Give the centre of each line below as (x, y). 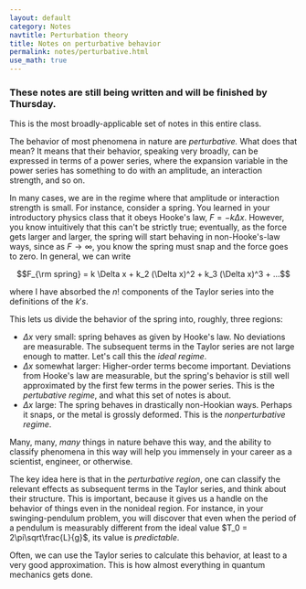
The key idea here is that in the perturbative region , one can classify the (145, 479)
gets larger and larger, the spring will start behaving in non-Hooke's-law (145, 237)
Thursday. (33, 103)
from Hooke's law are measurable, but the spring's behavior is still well (156, 376)
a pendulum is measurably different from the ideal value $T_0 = (129, 528)
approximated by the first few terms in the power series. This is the (149, 386)
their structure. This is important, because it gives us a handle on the (139, 498)
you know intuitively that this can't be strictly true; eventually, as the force (148, 227)
